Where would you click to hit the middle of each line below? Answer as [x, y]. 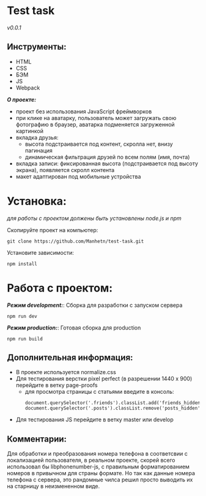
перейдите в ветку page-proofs [57, 385]
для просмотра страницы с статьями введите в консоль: [99, 392]
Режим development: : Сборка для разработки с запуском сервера [95, 305]
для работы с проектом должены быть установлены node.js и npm [94, 218]
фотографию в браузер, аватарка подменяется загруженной [95, 124]
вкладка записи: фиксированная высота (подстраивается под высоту [107, 163]
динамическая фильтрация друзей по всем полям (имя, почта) [107, 157]
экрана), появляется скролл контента [65, 170]
